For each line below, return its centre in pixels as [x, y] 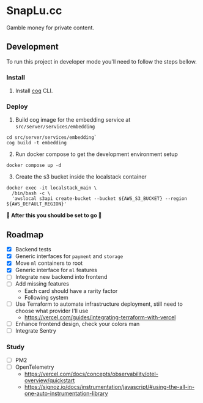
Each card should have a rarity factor [71, 290]
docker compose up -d [34, 166]
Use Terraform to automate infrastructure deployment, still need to [99, 304]
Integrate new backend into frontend [61, 277]
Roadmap [25, 235]
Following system [46, 297]
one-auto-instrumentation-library [66, 394]
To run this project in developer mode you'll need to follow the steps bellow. [102, 61]
